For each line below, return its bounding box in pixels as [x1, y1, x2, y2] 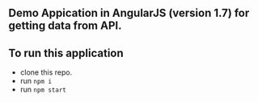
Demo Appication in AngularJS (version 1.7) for [8, 6, 250, 20]
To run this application [8, 46, 124, 59]
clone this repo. [19, 67, 73, 77]
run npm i [19, 76, 53, 86]
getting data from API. [8, 19, 122, 33]
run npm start [19, 84, 66, 95]
